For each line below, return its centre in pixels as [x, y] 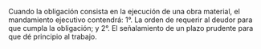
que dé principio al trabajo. [53, 36]
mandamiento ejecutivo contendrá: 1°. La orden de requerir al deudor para [130, 20]
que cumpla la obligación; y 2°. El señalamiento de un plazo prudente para [131, 28]
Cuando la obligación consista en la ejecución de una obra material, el [124, 11]
